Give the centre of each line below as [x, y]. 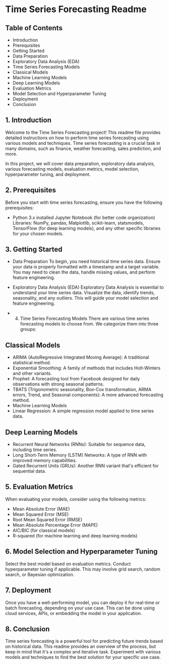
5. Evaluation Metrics [39, 487]
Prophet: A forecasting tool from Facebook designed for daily [76, 379]
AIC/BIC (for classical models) [44, 530]
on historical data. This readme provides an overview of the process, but [81, 646]
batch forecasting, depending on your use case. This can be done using [80, 608]
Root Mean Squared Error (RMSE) [47, 519]
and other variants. [32, 373]
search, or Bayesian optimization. [40, 574]
